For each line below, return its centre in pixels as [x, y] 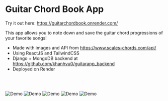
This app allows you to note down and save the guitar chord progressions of [84, 32]
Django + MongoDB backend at [45, 58]
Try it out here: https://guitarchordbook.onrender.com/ [62, 23]
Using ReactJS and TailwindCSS [46, 53]
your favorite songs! [26, 38]
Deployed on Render [34, 69]
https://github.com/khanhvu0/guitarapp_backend [63, 63]
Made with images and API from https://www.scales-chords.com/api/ [84, 47]
